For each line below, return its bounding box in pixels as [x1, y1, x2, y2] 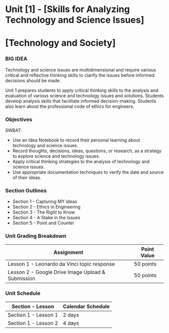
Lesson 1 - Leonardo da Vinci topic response [8, 260, 115, 268]
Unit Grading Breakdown [5, 233, 66, 240]
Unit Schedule [5, 290, 41, 297]
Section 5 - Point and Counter [12, 220, 74, 226]
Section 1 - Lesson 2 [8, 319, 58, 326]
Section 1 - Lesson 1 [8, 311, 58, 318]
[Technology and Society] [5, 37, 116, 49]
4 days [62, 319, 79, 326]
